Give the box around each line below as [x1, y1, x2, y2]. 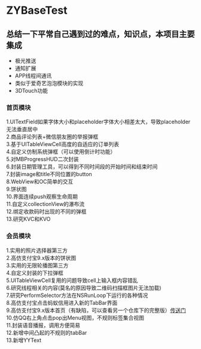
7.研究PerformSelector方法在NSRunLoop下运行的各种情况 [6, 292, 148, 299]
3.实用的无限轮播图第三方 [6, 262, 69, 269]
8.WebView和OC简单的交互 [6, 178, 74, 186]
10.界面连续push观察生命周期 [6, 193, 78, 201]
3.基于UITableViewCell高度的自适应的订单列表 [6, 141, 120, 148]
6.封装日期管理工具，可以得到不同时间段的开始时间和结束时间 [6, 163, 158, 171]
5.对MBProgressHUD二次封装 [6, 156, 79, 163]
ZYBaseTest [6, 4, 68, 17]
